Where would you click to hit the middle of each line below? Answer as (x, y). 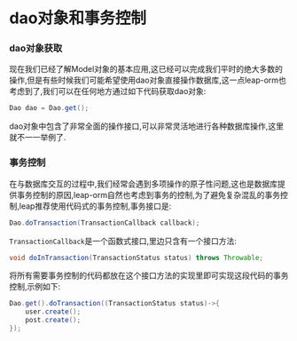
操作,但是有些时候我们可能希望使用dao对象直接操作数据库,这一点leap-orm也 (148, 80)
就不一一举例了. (38, 138)
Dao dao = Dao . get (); (49, 108)
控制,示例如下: (35, 287)
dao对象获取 (36, 48)
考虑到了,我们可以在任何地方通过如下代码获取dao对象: (108, 91)
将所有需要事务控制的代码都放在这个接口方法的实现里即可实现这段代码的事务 (149, 275)
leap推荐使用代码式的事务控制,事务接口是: (95, 206)
